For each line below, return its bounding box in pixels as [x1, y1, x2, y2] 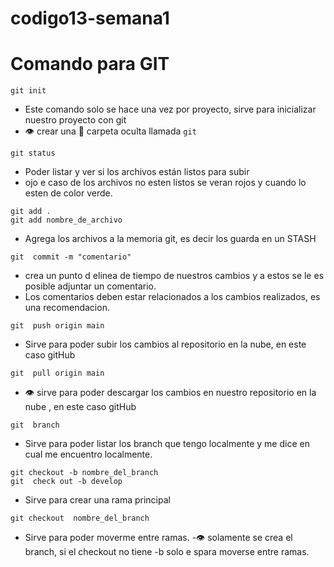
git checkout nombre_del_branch [10, 513, 150, 524]
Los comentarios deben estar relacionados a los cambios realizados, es [24, 291, 321, 303]
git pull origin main [10, 368, 105, 379]
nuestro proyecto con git [24, 114, 127, 126]
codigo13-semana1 [10, 7, 170, 30]
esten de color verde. [24, 187, 113, 199]
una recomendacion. [24, 302, 110, 314]
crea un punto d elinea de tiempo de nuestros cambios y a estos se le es [24, 270, 325, 282]
